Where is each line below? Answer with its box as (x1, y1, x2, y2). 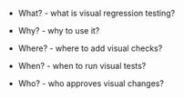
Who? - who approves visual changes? (17, 78, 164, 89)
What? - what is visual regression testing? (17, 8, 176, 18)
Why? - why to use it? (17, 25, 100, 35)
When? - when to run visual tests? (17, 61, 147, 71)
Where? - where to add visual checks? (17, 43, 163, 54)
